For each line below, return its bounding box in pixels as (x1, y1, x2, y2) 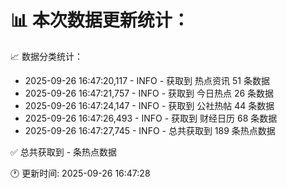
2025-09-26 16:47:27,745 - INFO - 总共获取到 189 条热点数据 (24, 124, 276, 136)
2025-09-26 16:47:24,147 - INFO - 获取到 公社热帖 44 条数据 (24, 99, 275, 111)
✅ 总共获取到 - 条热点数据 (10, 146, 118, 158)
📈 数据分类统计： (10, 50, 83, 62)
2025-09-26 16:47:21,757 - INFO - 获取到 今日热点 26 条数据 (24, 87, 275, 99)
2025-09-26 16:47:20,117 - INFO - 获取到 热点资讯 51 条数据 (24, 74, 270, 86)
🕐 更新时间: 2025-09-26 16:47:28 (10, 167, 151, 179)
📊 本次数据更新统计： (10, 9, 190, 32)
